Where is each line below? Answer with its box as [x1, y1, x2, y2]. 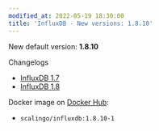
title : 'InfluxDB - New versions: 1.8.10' [8, 19, 153, 27]
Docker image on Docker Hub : [8, 97, 109, 107]
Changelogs [8, 57, 49, 67]
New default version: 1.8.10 [8, 41, 99, 51]
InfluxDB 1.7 [19, 73, 60, 82]
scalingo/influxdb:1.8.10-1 [19, 114, 115, 122]
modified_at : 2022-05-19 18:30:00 [8, 11, 125, 20]
